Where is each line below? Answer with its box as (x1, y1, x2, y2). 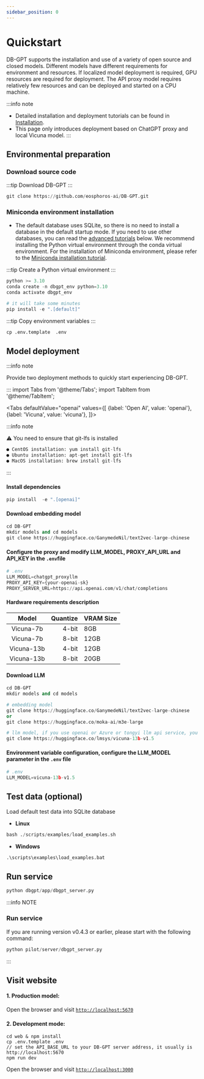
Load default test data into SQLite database (6, 808, 116, 815)
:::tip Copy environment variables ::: (6, 317, 96, 325)
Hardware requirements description (6, 599, 100, 606)
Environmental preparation (6, 149, 111, 159)
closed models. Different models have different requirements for (6, 62, 168, 69)
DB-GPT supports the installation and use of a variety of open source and (6, 56, 192, 63)
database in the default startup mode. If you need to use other (15, 228, 172, 236)
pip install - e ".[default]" (6, 306, 81, 312)
